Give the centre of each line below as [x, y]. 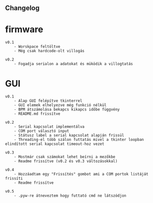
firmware [24, 29]
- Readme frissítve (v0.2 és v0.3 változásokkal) [66, 161]
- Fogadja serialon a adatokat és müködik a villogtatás [74, 64]
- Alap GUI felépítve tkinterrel [48, 101]
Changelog [22, 8]
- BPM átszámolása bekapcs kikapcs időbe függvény [67, 110]
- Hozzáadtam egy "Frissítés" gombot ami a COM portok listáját [81, 174]
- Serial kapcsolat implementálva [49, 127]
